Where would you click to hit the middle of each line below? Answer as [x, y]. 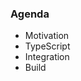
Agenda [30, 14]
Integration [47, 57]
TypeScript [47, 46]
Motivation [47, 36]
